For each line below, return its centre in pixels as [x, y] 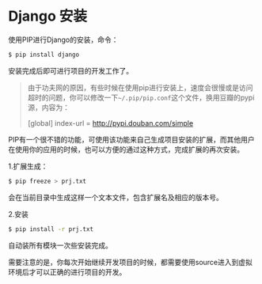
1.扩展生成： [28, 166]
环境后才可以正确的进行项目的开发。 [67, 272]
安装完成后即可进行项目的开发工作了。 [70, 70]
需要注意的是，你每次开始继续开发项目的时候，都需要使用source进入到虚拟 [131, 262]
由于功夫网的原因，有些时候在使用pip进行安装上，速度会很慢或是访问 [140, 87]
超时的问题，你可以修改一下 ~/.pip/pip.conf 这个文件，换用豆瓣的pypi [141, 97]
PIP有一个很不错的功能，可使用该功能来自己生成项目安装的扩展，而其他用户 [131, 139]
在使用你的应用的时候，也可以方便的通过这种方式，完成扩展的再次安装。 [126, 149]
